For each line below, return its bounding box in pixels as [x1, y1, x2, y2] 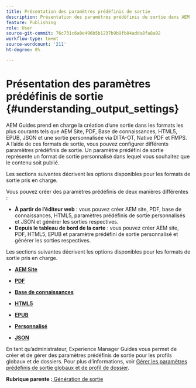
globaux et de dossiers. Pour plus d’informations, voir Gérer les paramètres [6, 357, 187, 365]
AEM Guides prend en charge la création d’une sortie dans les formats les [6, 122, 184, 129]
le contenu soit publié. [6, 159, 60, 166]
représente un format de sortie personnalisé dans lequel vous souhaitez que [6, 153, 190, 160]
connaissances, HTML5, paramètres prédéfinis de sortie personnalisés [14, 212, 185, 219]
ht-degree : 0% [6, 47, 41, 53]
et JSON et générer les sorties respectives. [14, 218, 119, 225]
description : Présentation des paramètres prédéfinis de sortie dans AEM [6, 14, 190, 20]
